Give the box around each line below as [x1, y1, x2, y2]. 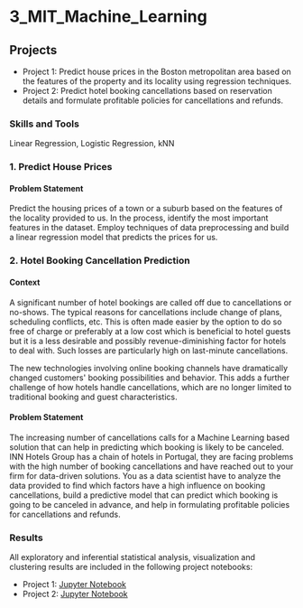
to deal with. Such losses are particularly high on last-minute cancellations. [9, 345, 289, 356]
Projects [9, 42, 58, 58]
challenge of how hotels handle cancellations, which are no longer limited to [9, 381, 292, 392]
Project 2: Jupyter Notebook [22, 589, 128, 600]
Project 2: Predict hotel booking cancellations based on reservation [22, 86, 273, 96]
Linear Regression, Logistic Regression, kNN [9, 138, 175, 149]
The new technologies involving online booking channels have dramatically [9, 362, 289, 373]
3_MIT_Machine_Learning [9, 6, 207, 27]
